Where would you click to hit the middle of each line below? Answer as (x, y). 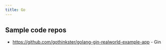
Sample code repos (36, 30)
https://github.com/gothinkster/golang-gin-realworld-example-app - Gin (86, 42)
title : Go (15, 10)
